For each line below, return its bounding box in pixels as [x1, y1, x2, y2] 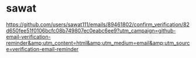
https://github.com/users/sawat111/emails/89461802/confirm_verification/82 [6, 21, 190, 28]
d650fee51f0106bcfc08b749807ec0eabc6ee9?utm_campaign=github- [6, 27, 176, 34]
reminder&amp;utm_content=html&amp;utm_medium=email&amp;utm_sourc [6, 39, 190, 46]
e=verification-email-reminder [6, 45, 79, 52]
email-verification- [6, 33, 51, 40]
